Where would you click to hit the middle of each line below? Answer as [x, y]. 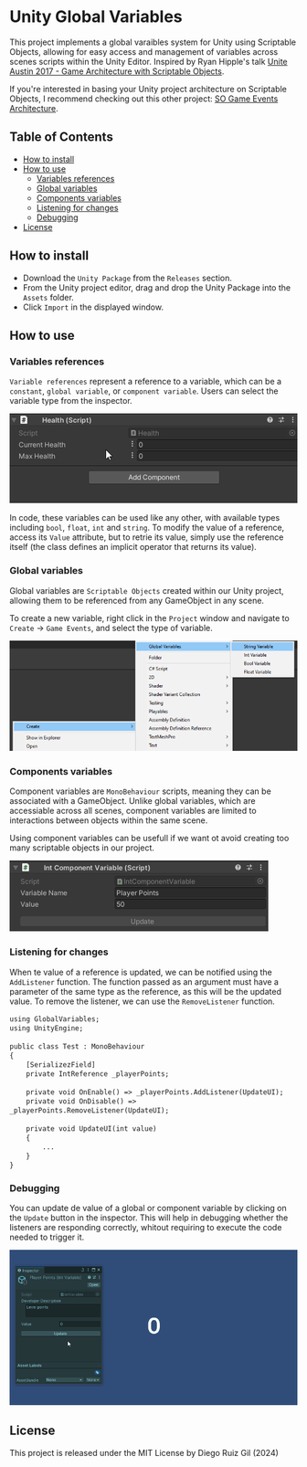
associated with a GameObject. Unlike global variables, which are [132, 801]
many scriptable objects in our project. [82, 848]
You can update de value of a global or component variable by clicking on [148, 1208]
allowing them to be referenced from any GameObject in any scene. [137, 600]
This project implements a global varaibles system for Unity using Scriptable [153, 42]
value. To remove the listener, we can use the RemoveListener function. [143, 1001]
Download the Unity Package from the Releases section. [127, 278]
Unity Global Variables [96, 17]
